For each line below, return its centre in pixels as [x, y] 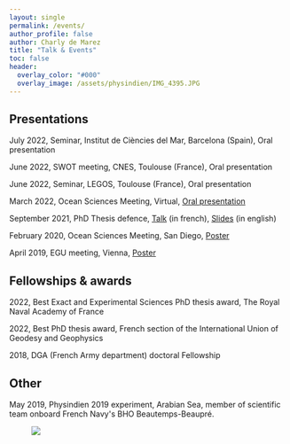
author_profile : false [51, 34]
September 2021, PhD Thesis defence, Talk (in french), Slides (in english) [143, 219]
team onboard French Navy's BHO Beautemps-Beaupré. [112, 414]
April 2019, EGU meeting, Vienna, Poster [83, 253]
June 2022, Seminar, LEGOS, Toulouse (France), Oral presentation [130, 184]
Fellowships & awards [71, 280]
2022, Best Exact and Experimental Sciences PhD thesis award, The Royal [145, 302]
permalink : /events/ [47, 26]
